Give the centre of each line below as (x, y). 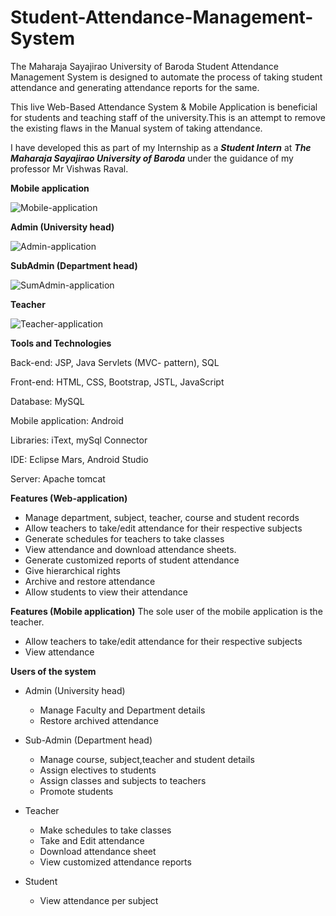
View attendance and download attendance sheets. (130, 549)
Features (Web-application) (69, 498)
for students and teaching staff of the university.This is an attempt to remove (168, 117)
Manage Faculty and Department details (122, 710)
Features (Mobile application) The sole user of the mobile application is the (166, 611)
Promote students (76, 791)
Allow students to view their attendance (106, 592)
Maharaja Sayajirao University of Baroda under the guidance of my (152, 158)
